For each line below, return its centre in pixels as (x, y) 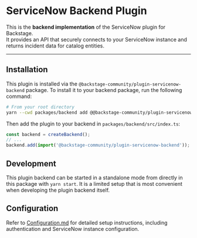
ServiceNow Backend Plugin (77, 11)
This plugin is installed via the (42, 84)
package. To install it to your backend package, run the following (104, 90)
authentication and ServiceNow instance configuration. (73, 229)
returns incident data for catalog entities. (55, 46)
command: (19, 96)
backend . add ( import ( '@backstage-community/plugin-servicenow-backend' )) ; (98, 145)
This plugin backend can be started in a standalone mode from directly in (94, 178)
